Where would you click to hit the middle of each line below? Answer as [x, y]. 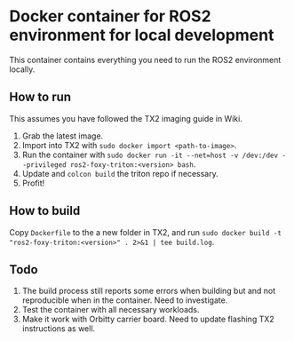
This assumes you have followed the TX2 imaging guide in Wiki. [126, 118]
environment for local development [142, 35]
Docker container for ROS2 [110, 16]
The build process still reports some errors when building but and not [149, 291]
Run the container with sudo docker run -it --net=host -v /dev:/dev [150, 155]
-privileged [44, 165]
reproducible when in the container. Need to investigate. [125, 300]
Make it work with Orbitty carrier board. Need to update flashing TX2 [148, 319]
